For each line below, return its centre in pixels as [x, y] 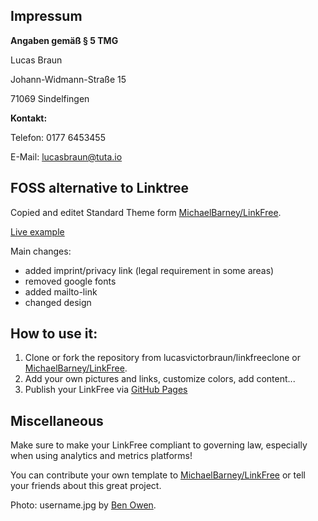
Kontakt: [29, 118]
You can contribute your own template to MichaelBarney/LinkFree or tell [158, 475]
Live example [37, 231]
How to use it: [54, 334]
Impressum [46, 16]
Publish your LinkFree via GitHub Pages [106, 390]
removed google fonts [70, 281]
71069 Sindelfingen [50, 98]
